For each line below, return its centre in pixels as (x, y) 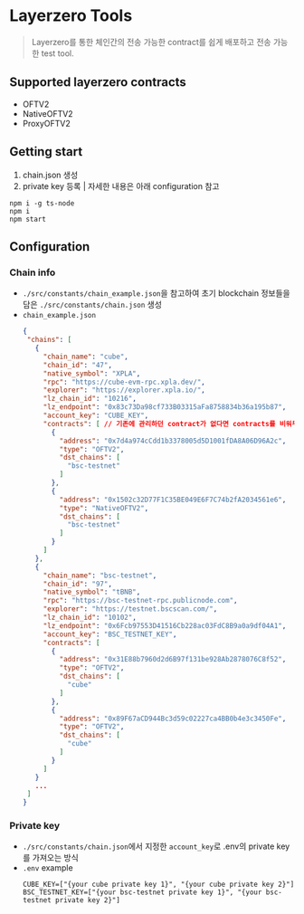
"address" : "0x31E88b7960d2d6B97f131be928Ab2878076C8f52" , (173, 660)
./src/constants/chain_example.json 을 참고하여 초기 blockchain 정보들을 (157, 293)
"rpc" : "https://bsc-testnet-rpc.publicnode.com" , (140, 601)
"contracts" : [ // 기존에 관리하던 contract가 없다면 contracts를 (159, 424)
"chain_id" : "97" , (78, 584)
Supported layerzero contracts (98, 82)
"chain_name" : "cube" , (85, 357)
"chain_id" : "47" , (78, 365)
